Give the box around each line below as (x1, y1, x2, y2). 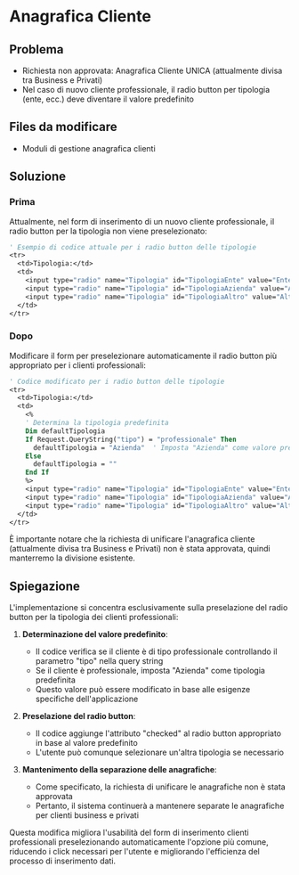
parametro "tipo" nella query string (35, 656, 164, 666)
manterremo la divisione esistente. (9, 552, 136, 563)
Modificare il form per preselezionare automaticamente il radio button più (9, 350, 278, 361)
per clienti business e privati (35, 810, 140, 821)
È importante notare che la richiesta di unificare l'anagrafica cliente (9, 534, 255, 544)
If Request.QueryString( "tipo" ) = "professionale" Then (25, 435, 238, 444)
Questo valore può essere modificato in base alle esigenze (35, 684, 251, 695)
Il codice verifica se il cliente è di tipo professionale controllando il (35, 646, 278, 657)
